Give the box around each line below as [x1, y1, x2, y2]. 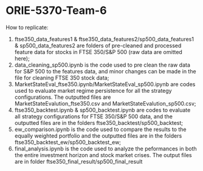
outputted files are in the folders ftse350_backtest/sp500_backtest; [14, 119, 184, 126]
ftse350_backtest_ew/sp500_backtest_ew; [14, 138, 122, 146]
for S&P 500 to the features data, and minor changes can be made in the [14, 67, 196, 75]
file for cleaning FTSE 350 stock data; [14, 74, 109, 81]
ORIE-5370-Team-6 [5, 4, 107, 18]
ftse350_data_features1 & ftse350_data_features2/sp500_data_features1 [14, 35, 194, 42]
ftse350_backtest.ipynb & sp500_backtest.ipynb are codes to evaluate [14, 106, 191, 113]
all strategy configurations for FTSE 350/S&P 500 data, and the [14, 113, 173, 120]
